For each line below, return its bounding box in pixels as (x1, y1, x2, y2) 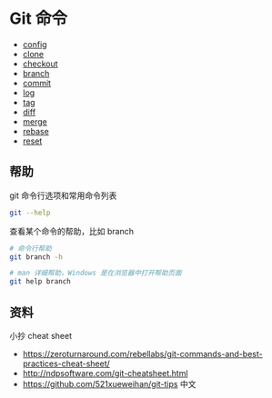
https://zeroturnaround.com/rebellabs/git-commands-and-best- (22, 348, 263, 359)
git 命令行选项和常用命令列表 (9, 190, 117, 201)
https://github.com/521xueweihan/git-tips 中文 (22, 378, 196, 389)
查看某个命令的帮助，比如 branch (9, 225, 135, 236)
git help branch (9, 277, 71, 286)
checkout (22, 58, 58, 69)
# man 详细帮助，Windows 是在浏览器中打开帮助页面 (9, 269, 182, 278)
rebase (22, 125, 50, 136)
